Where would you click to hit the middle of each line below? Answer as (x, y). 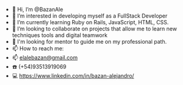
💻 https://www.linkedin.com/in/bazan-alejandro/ (73, 76)
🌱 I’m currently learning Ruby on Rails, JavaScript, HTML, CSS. (90, 22)
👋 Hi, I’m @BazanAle (38, 9)
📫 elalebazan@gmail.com (45, 57)
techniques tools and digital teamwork (60, 35)
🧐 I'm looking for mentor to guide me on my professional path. (89, 42)
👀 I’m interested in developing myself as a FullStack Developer (90, 16)
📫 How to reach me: (38, 48)
